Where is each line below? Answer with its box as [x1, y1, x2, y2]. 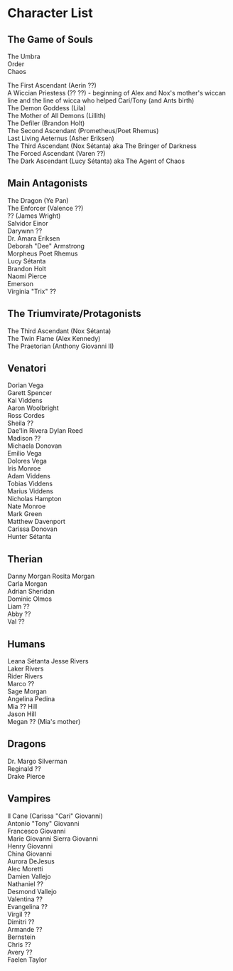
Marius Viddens [7, 487, 53, 495]
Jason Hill [7, 710, 37, 718]
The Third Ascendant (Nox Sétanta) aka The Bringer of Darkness [7, 142, 197, 150]
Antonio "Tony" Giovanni [7, 819, 80, 827]
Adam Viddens [7, 472, 51, 481]
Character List [7, 5, 94, 21]
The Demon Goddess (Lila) [7, 104, 87, 112]
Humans [7, 638, 45, 650]
